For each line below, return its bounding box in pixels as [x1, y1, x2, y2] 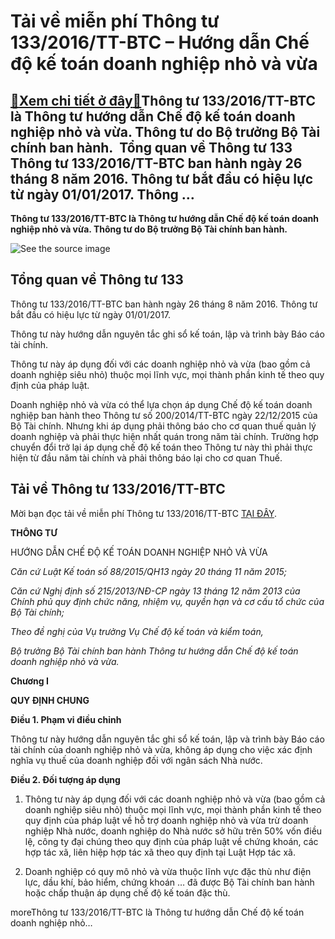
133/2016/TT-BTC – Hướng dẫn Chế [10, 31, 310, 54]
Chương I [10, 675, 49, 687]
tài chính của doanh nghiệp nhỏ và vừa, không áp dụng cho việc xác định [10, 743, 313, 755]
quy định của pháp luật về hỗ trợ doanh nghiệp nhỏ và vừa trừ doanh [24, 814, 309, 826]
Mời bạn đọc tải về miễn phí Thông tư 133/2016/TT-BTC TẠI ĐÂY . [10, 507, 278, 519]
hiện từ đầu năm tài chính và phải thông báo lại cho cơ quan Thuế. [10, 451, 283, 464]
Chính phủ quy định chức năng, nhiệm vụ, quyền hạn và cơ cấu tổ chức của [10, 595, 325, 607]
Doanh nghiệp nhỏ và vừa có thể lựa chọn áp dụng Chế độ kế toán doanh [10, 398, 313, 410]
